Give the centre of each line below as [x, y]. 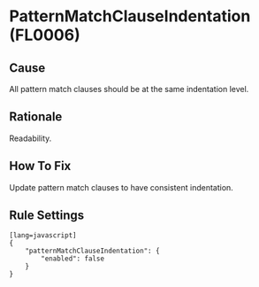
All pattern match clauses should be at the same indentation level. [129, 89]
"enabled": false [72, 259]
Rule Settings [47, 216]
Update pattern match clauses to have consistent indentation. [122, 187]
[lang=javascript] [43, 236]
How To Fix [40, 166]
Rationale [36, 117]
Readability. [30, 138]
